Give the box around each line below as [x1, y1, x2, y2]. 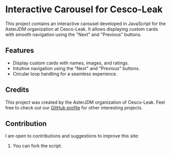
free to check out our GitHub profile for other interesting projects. [5, 104, 143, 111]
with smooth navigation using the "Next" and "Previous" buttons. [5, 31, 142, 37]
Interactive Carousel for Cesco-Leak [5, 4, 163, 15]
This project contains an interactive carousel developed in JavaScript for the [5, 20, 166, 27]
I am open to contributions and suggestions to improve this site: [5, 133, 139, 139]
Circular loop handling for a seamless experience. [12, 71, 117, 77]
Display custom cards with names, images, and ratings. [12, 60, 129, 66]
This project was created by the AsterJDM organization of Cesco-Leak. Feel [5, 99, 165, 105]
